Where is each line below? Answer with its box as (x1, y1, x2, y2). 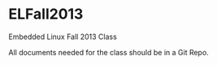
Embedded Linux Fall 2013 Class (8, 32, 118, 41)
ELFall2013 (8, 5, 84, 24)
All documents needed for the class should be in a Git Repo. (8, 47, 209, 57)
